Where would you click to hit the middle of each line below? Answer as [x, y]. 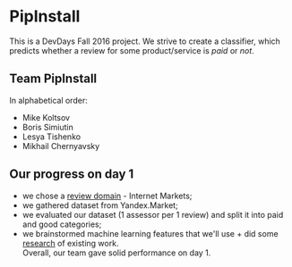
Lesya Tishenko [52, 137]
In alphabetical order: [48, 100]
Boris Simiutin [48, 127]
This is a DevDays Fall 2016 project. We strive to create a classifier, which [145, 41]
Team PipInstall [53, 79]
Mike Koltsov [46, 117]
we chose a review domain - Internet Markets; [107, 196]
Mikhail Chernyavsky [61, 146]
